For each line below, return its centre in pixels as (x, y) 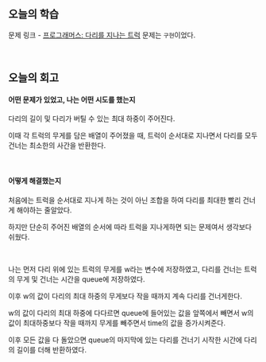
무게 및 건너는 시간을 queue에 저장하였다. (81, 279)
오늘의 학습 (34, 14)
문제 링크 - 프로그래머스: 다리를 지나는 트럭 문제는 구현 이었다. (102, 35)
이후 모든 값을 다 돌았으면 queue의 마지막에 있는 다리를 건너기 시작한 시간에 (125, 340)
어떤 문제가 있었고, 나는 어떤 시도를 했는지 (72, 99)
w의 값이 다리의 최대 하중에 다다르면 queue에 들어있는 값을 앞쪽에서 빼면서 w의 (131, 313)
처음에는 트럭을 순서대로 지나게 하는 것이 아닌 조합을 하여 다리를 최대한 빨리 (125, 200)
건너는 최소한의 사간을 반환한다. (57, 146)
